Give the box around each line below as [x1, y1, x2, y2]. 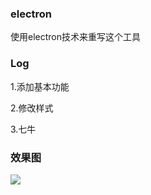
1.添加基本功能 [10, 80, 70, 92]
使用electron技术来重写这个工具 [10, 31, 141, 43]
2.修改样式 [10, 102, 54, 114]
